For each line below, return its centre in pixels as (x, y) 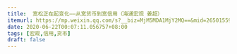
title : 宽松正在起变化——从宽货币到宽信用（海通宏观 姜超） (85, 14)
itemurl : (20, 20)
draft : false (26, 40)
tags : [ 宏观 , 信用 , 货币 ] (39, 33)
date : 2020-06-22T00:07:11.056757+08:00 (68, 27)
